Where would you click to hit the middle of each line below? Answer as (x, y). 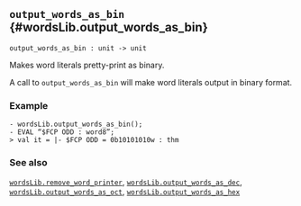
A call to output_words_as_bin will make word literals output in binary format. (151, 82)
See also (28, 163)
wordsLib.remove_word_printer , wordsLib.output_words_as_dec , (126, 182)
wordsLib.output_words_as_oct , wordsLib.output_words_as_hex (125, 192)
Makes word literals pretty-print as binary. (87, 65)
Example (29, 105)
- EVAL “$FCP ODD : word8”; (62, 132)
